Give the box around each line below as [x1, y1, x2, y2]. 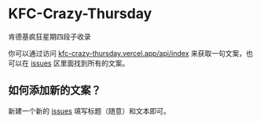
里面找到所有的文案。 [60, 58, 130, 68]
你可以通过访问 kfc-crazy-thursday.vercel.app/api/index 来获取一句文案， [8, 48, 246, 58]
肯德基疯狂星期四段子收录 [8, 32, 91, 41]
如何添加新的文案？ [8, 84, 101, 97]
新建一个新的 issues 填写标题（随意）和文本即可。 [8, 106, 171, 115]
